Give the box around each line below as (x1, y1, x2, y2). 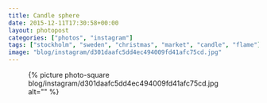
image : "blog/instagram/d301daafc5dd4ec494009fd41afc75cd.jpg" (8, 48, 222, 56)
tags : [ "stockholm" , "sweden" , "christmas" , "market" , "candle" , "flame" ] (8, 41, 261, 49)
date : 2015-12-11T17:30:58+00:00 (8, 19, 119, 27)
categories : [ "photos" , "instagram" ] (8, 33, 133, 42)
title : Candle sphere (8, 11, 80, 20)
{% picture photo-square (28, 71, 110, 79)
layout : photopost (8, 26, 69, 34)
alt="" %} (28, 87, 60, 96)
